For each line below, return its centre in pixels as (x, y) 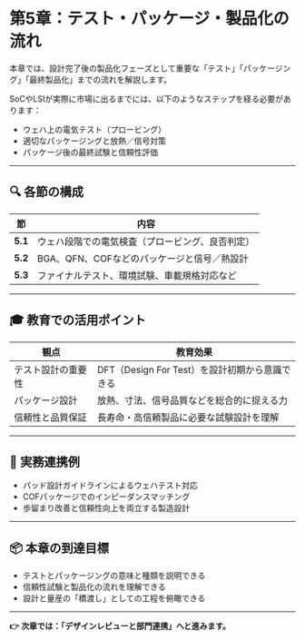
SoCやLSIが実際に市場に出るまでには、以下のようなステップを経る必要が (147, 98)
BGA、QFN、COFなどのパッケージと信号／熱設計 (143, 258)
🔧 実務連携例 (44, 462)
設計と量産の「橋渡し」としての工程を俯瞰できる (114, 598)
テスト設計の (42, 369)
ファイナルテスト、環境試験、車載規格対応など (137, 275)
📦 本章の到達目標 (59, 548)
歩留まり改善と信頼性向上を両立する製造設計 (106, 508)
